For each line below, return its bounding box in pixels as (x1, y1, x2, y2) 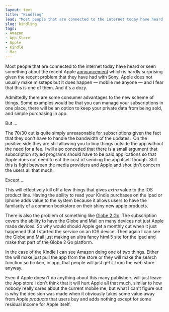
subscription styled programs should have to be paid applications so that (5, 151, 156, 157)
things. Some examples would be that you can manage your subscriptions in (5, 99, 163, 106)
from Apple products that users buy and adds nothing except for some (5, 296, 151, 302)
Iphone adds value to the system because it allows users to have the (5, 197, 147, 203)
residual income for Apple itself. (5, 301, 71, 307)
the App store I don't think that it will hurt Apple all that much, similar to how (5, 280, 162, 286)
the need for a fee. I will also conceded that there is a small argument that (5, 146, 158, 152)
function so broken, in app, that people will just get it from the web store (5, 259, 155, 265)
